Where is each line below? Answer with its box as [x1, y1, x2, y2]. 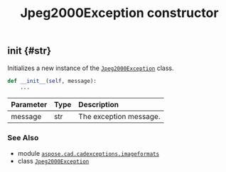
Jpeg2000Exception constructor [20, 5, 219, 21]
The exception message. [77, 112, 161, 122]
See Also [7, 133, 39, 143]
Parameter [11, 100, 48, 110]
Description [77, 100, 119, 110]
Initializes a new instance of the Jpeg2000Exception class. [7, 64, 174, 72]
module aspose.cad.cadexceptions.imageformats [17, 149, 160, 157]
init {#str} [7, 45, 52, 57]
